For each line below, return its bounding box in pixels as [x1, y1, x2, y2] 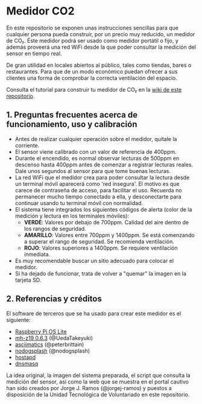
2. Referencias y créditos [6, 294, 103, 304]
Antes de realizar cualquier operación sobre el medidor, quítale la [14, 135, 177, 142]
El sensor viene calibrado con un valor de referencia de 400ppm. [14, 148, 177, 155]
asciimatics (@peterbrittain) [14, 341, 84, 348]
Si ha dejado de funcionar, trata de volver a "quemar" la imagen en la [14, 270, 187, 277]
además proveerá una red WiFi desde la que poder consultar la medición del [6, 43, 196, 51]
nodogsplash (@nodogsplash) [14, 347, 90, 354]
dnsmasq [14, 360, 39, 367]
